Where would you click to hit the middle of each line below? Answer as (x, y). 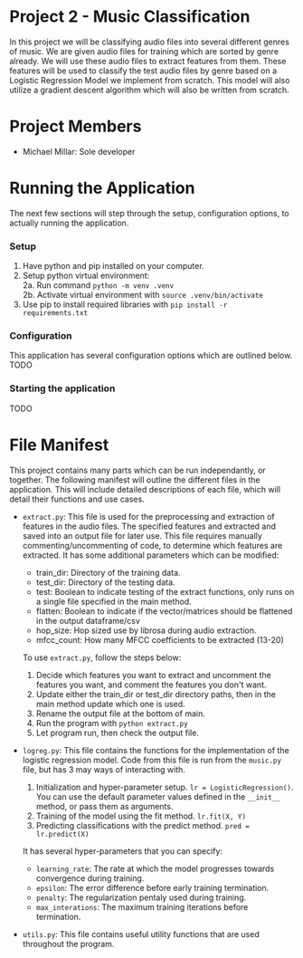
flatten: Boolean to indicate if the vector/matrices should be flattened (164, 611)
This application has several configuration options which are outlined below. (151, 356)
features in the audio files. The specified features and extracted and (149, 526)
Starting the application (62, 388)
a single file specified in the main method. (114, 601)
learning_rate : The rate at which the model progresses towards (155, 868)
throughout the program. (68, 944)
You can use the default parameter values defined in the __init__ (158, 796)
